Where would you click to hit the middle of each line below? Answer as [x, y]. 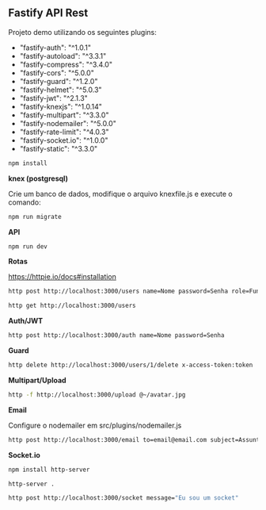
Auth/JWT [26, 321]
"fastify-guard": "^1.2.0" [59, 81]
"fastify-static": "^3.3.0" [59, 148]
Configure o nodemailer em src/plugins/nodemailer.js [95, 425]
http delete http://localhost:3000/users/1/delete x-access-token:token [131, 365]
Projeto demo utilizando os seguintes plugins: [82, 32]
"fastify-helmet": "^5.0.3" [61, 90]
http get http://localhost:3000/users [72, 306]
